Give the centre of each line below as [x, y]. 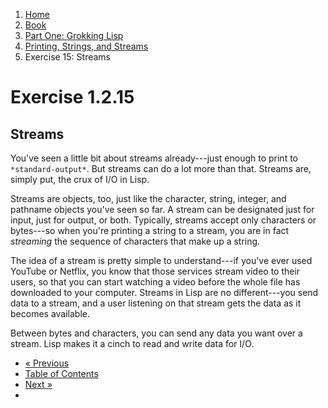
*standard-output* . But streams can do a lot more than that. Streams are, [161, 168]
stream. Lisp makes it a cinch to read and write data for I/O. [132, 343]
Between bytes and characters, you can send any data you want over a [156, 333]
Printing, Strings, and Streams [86, 46]
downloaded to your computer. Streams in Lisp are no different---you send [164, 292]
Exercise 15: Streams [68, 57]
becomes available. [50, 313]
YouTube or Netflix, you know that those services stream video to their [155, 271]
